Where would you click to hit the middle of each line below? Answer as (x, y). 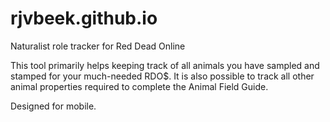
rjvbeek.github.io (84, 18)
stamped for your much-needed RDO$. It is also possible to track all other (162, 76)
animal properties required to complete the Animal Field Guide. (139, 86)
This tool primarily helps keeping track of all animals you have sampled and (165, 65)
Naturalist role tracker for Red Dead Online (98, 46)
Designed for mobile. (53, 106)
